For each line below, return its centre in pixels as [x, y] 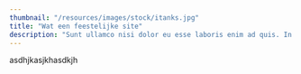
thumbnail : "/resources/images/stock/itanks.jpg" [105, 18]
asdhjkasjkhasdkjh [44, 60]
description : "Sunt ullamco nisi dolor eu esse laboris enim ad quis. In [151, 34]
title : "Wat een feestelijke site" [76, 26]
